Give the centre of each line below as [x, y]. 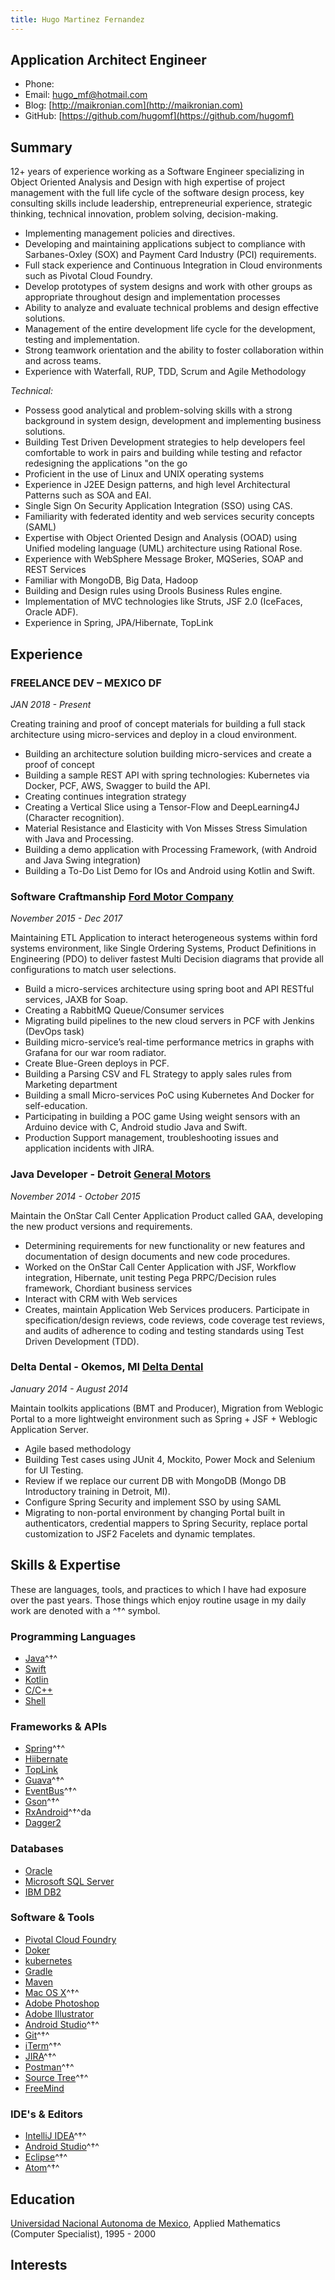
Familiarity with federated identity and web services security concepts [169, 517]
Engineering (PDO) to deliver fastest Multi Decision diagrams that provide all [167, 959]
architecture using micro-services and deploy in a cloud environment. [154, 734]
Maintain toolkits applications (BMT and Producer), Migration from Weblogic [167, 1408]
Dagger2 [43, 1823]
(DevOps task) [54, 1032]
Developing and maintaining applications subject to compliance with [165, 244]
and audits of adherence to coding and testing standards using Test [164, 1330]
